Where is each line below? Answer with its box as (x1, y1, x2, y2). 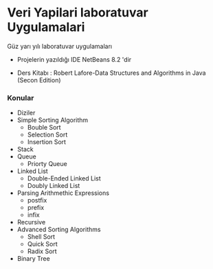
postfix (27, 196, 47, 204)
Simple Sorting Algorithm (16, 116, 89, 124)
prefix (27, 204, 45, 212)
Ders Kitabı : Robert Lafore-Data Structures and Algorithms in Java (16, 69, 206, 77)
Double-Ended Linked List (27, 174, 101, 183)
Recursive (16, 218, 46, 226)
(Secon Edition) (16, 75, 61, 84)
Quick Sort (27, 240, 58, 248)
